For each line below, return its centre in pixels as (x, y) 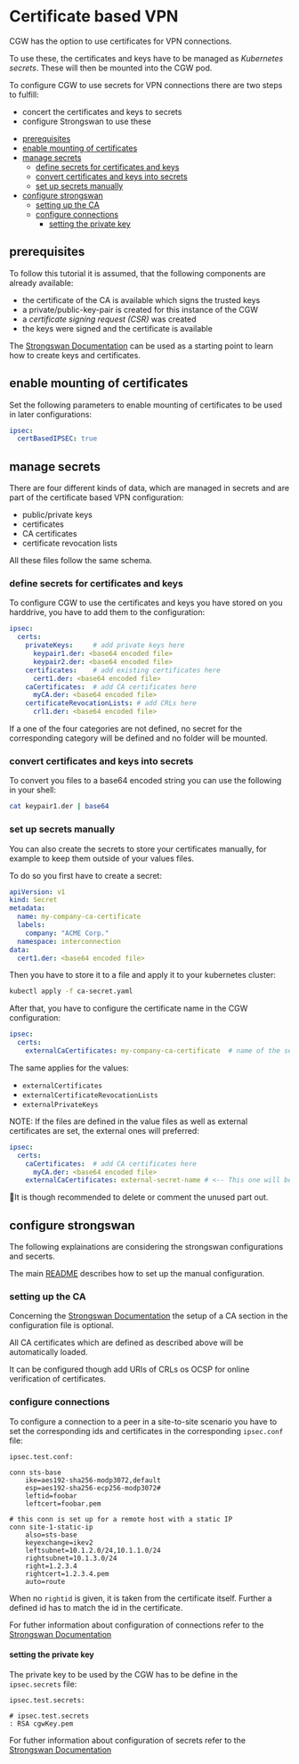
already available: (41, 283)
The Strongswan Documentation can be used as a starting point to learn (141, 346)
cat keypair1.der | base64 (59, 807)
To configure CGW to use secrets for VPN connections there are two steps (146, 85)
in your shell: (32, 790)
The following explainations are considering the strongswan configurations (146, 1247)
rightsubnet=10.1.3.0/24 (71, 1558)
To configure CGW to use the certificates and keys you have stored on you (146, 603)
